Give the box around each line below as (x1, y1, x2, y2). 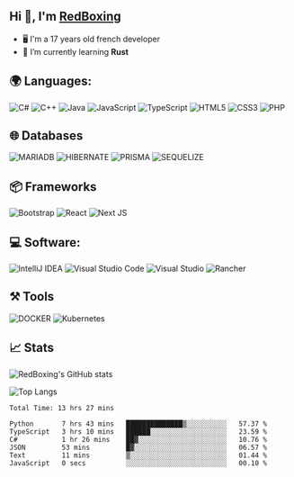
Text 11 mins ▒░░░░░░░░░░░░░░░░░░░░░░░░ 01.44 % (9, 451, 268, 460)
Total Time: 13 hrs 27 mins (9, 403, 115, 412)
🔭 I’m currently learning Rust (22, 46, 129, 57)
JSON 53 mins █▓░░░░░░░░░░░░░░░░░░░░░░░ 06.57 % (9, 443, 268, 452)
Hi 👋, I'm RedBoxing (9, 9, 121, 24)
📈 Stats (9, 340, 55, 355)
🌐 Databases (9, 128, 84, 144)
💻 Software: (9, 235, 81, 250)
